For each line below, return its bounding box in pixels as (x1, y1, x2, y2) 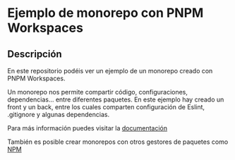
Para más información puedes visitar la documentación (7, 124, 168, 132)
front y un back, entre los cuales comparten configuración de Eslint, (7, 103, 205, 111)
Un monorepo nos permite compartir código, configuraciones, (7, 88, 188, 96)
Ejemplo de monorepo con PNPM (7, 5, 204, 21)
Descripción (7, 48, 62, 60)
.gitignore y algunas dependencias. (7, 111, 110, 118)
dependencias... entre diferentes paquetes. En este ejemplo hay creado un (7, 95, 224, 104)
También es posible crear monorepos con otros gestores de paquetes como (7, 137, 229, 146)
